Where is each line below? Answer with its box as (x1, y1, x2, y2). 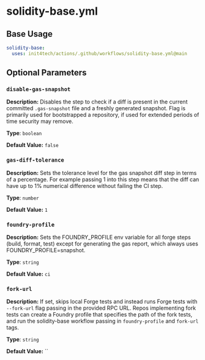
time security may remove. (6, 118, 73, 125)
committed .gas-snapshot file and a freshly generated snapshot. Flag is (6, 105, 185, 112)
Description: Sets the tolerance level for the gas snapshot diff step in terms (6, 169, 197, 176)
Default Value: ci (6, 271, 51, 278)
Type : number (6, 194, 40, 201)
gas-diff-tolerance (6, 157, 64, 163)
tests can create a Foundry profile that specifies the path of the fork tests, (6, 311, 193, 318)
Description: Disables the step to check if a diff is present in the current (6, 98, 188, 105)
